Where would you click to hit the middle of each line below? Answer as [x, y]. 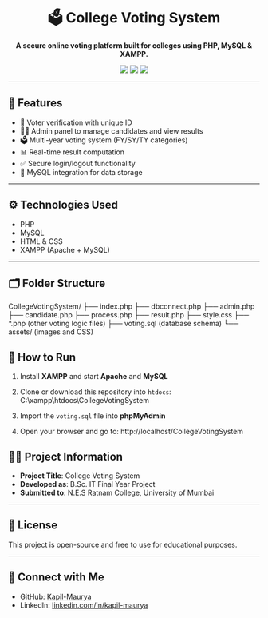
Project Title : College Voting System [80, 476]
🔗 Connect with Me [57, 578]
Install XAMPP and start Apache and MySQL [94, 377]
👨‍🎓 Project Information [66, 456]
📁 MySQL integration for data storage [81, 172]
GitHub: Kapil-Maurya [55, 596]
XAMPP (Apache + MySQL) [65, 249]
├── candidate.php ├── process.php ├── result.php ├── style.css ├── [129, 315]
